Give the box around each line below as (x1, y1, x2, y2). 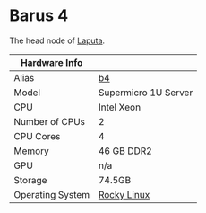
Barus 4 (9, 5, 69, 26)
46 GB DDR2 (98, 145, 152, 157)
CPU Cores (13, 129, 61, 142)
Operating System (13, 188, 90, 200)
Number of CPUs (13, 115, 86, 128)
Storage (13, 173, 47, 186)
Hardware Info (21, 56, 83, 68)
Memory (13, 145, 49, 157)
